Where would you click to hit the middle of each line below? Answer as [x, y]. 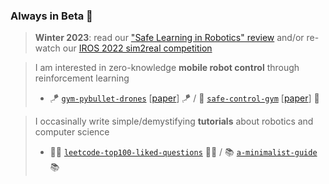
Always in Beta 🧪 [51, 16]
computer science [72, 132]
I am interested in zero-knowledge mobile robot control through [167, 68]
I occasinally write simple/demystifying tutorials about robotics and [174, 121]
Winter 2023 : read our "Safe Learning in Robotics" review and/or [169, 38]
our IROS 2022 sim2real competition [137, 48]
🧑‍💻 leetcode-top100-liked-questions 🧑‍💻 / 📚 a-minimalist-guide [183, 152]
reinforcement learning [82, 78]
